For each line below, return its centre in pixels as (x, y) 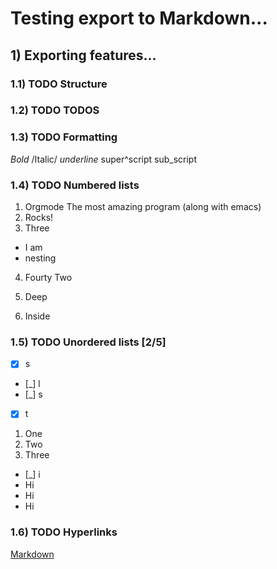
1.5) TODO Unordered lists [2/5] (88, 342)
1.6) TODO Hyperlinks (64, 532)
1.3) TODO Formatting (64, 137)
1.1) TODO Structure (59, 84)
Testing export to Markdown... (139, 18)
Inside (37, 316)
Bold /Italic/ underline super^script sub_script (104, 159)
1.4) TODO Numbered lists (75, 185)
